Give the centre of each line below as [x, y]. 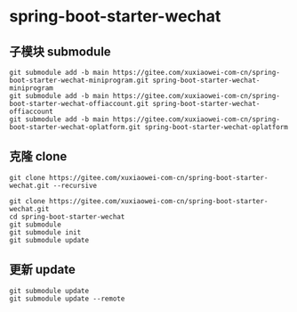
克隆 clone [38, 156]
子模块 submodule [60, 51]
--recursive [75, 185]
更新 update [42, 270]
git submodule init [45, 232]
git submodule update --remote [67, 299]
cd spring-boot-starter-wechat [67, 217]
